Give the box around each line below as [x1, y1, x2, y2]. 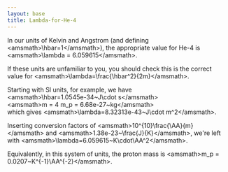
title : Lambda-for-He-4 [7, 17, 77, 24]
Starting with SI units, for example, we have [7, 85, 132, 94]
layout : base [7, 10, 45, 17]
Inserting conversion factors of [7, 121, 97, 129]
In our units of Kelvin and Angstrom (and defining [7, 36, 149, 44]
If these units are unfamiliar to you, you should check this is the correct [7, 64, 212, 73]
